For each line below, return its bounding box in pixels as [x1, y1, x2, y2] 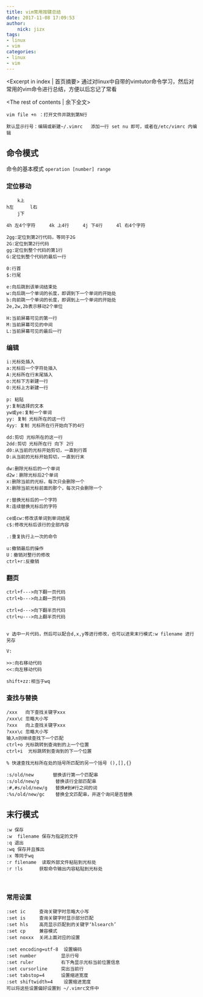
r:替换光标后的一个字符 [6, 497, 58, 503]
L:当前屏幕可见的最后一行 [6, 328, 62, 334]
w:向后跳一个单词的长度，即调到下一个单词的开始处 [6, 290, 116, 296]
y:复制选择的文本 [6, 403, 44, 409]
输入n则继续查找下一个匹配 [6, 735, 64, 741]
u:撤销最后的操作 [6, 545, 44, 552]
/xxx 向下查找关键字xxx [6, 709, 66, 715]
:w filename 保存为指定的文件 [6, 833, 79, 840]
